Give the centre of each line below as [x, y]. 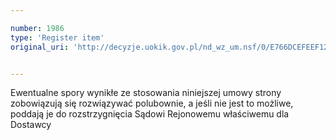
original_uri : [40, 47]
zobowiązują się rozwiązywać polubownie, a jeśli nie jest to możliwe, [152, 103]
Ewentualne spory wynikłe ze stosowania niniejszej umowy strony [146, 93]
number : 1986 [37, 28]
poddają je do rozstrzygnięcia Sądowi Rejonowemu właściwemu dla [150, 114]
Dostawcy [31, 125]
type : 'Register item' [57, 37]
